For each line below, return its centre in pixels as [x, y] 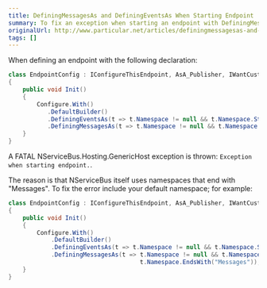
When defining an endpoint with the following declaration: [103, 60]
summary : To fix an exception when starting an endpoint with [113, 23]
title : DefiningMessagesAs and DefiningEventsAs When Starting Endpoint [131, 15]
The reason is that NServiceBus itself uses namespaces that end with [122, 180]
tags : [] [23, 38]
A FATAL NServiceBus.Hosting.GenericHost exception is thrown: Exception [130, 156]
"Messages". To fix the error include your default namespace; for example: [130, 188]
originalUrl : [30, 30]
